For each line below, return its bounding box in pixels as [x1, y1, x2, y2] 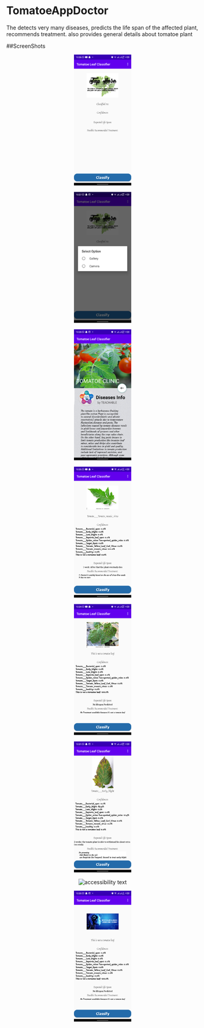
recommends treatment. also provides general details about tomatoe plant [6, 30, 193, 37]
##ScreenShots [6, 42, 46, 50]
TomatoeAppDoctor [6, 4, 109, 18]
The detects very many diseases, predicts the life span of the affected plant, [6, 24, 199, 31]
